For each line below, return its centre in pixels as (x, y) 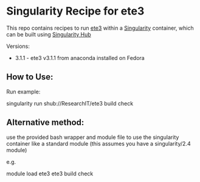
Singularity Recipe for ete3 (75, 11)
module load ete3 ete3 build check (50, 174)
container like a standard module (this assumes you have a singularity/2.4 (98, 143)
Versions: (18, 46)
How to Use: (30, 77)
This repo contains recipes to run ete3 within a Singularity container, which (100, 28)
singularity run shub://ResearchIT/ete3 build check (70, 103)
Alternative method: (45, 123)
